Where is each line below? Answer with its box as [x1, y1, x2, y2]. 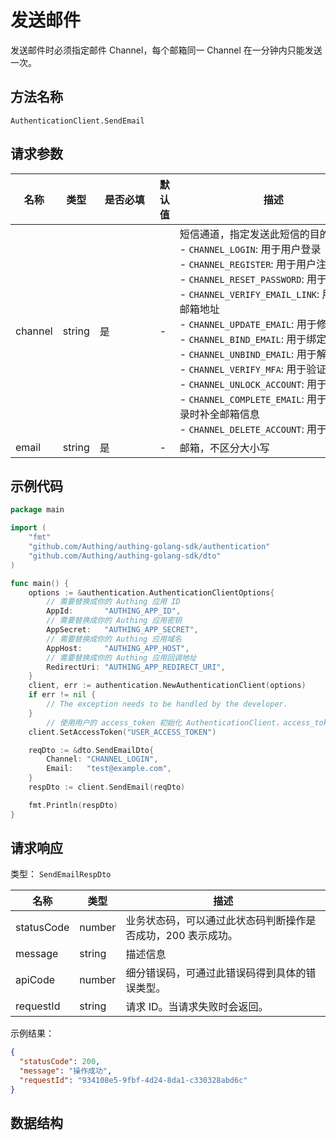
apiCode [15, 973, 56, 987]
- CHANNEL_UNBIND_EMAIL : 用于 [179, 347, 317, 361]
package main [10, 505, 65, 515]
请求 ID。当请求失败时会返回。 [125, 1000, 269, 1014]
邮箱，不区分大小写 [179, 441, 270, 455]
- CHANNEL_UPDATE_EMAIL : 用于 [179, 317, 317, 331]
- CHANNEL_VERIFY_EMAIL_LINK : [179, 287, 320, 301]
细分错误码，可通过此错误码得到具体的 [125, 966, 307, 980]
